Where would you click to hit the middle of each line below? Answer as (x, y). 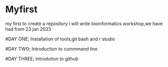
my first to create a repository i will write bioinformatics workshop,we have (84, 24)
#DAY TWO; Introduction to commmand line (51, 49)
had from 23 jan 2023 (28, 29)
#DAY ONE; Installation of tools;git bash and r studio (60, 39)
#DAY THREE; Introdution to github (42, 59)
